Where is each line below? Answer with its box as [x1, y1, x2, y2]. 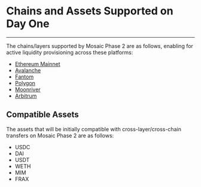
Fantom [14, 73, 34, 80]
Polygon [14, 79, 36, 86]
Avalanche [14, 67, 41, 74]
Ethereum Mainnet [14, 60, 61, 67]
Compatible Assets [6, 110, 79, 120]
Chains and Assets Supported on [6, 4, 173, 18]
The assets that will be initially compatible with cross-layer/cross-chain [6, 125, 181, 132]
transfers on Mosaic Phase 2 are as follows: [6, 132, 114, 139]
